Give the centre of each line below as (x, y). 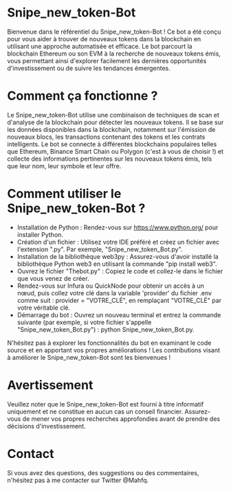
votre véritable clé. (44, 308)
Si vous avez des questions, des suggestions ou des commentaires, (103, 472)
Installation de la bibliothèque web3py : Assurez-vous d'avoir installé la (118, 256)
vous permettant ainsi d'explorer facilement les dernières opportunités (107, 60)
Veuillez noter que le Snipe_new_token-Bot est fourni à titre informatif (106, 404)
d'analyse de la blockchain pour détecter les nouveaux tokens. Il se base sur (115, 122)
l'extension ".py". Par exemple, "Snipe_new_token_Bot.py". (100, 249)
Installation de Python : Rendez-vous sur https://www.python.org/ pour (118, 227)
